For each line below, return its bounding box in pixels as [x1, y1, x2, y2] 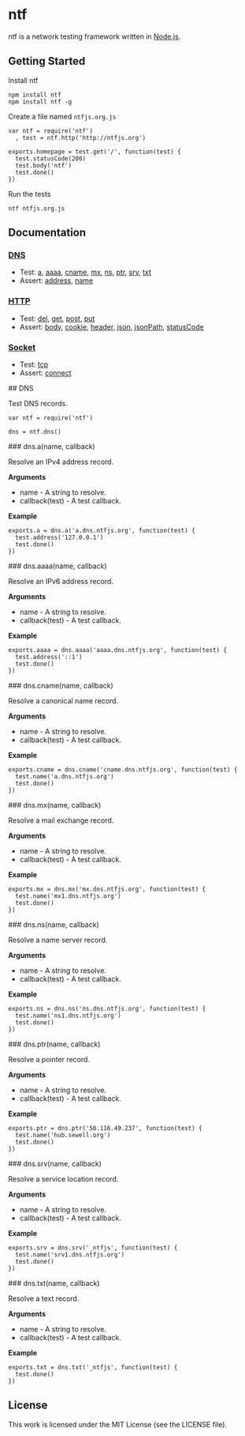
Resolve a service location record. [8, 1174, 119, 1184]
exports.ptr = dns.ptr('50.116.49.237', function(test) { [8, 1125, 202, 1133]
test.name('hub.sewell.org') [15, 1132, 111, 1140]
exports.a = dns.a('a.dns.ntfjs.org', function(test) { [8, 527, 195, 535]
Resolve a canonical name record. [8, 696, 119, 706]
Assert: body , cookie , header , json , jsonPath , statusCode [19, 322, 204, 331]
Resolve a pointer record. [8, 1055, 91, 1065]
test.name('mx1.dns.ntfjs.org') [15, 892, 122, 900]
